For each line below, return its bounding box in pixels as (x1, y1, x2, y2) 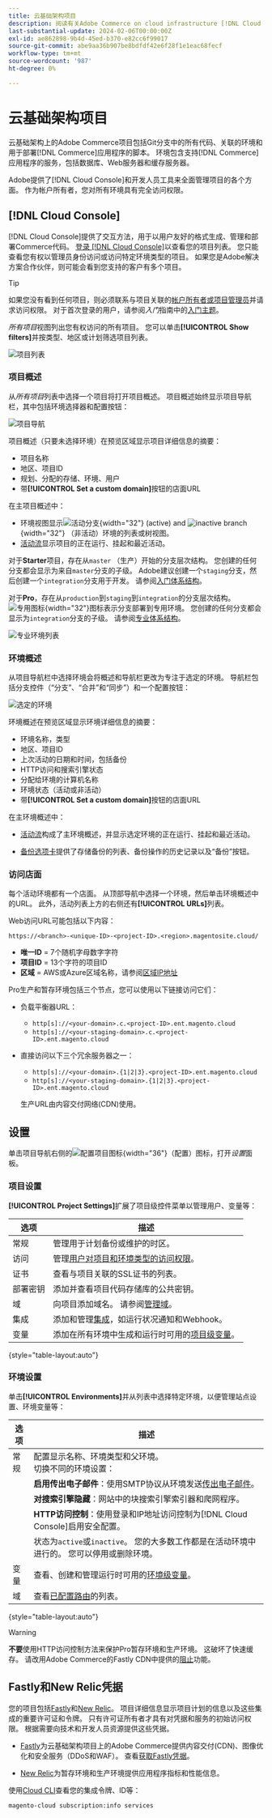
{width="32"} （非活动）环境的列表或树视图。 (19, 528, 174, 538)
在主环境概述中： (8, 812, 66, 822)
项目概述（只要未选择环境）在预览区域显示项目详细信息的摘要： (8, 436, 221, 445)
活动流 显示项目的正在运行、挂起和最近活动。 (19, 538, 170, 547)
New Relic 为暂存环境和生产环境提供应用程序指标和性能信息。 (19, 1768, 224, 1778)
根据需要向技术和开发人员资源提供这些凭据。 (23, 1723, 174, 1733)
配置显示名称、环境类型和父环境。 (33, 1450, 164, 1462)
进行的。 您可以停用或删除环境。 (33, 1548, 158, 1559)
